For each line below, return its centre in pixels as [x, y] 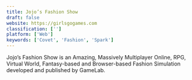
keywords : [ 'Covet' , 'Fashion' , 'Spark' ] [60, 40]
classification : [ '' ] [34, 29]
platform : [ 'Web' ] [30, 35]
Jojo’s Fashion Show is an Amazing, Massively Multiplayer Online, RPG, [96, 57]
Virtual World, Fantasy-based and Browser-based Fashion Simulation [94, 64]
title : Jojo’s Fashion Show [42, 12]
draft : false [23, 18]
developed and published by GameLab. [56, 70]
